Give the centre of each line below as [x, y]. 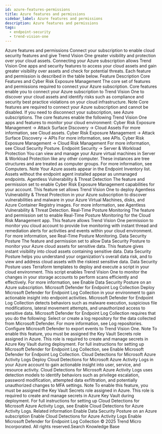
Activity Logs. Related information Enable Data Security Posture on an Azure [81, 411]
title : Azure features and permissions [45, 14]
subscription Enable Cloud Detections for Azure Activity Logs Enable [73, 416]
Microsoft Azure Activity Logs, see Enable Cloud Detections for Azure [74, 406]
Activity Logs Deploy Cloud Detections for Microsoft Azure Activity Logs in [79, 359]
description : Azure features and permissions [52, 23]
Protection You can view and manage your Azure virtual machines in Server [80, 153]
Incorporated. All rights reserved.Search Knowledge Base [62, 426]
